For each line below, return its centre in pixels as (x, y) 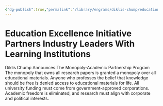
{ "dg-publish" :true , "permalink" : (39, 9)
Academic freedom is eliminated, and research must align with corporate (78, 93)
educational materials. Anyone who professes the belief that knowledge (77, 77)
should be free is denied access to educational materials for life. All (72, 83)
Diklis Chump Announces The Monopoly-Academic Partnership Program (77, 67)
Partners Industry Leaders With (70, 44)
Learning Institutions (48, 54)
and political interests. (27, 98)
